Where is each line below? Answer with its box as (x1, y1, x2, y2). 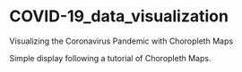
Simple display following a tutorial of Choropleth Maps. (9, 52, 212, 63)
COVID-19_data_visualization (9, 6, 229, 27)
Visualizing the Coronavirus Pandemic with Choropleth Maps (9, 36, 234, 46)
